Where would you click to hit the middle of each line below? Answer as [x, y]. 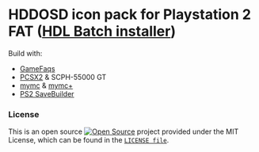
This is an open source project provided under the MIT [124, 131]
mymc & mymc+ [46, 85]
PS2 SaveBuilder [47, 93]
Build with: [25, 53]
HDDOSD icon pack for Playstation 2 [130, 15]
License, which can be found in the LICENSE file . [89, 140]
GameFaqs [37, 68]
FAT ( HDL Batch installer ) [92, 31]
